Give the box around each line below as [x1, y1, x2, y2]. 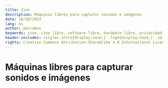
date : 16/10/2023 [5, 16, 41, 21]
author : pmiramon [5, 26, 41, 31]
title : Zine [5, 7, 30, 12]
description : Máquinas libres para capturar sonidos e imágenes [5, 12, 142, 17]
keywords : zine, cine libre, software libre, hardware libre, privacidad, [5, 30, 164, 35]
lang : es [5, 21, 23, 26]
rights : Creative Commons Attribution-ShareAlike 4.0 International [5, 40, 151, 45]
